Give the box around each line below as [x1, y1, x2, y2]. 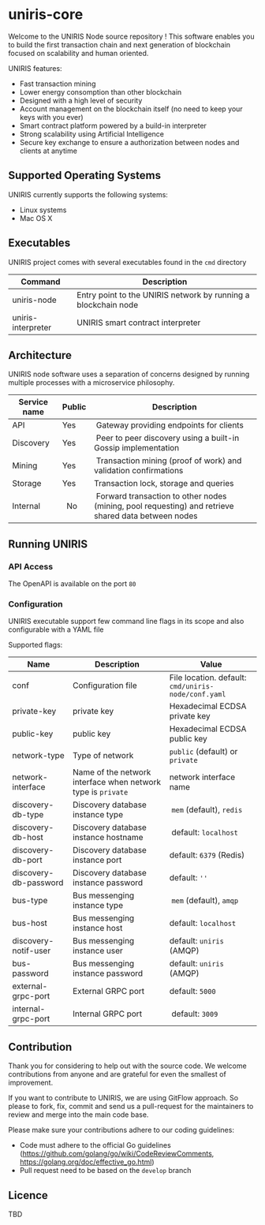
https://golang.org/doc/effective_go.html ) [19, 1157, 155, 1167]
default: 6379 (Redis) [169, 850, 245, 861]
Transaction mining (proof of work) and [95, 455, 242, 466]
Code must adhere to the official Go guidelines [19, 1141, 171, 1150]
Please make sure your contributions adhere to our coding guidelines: [8, 1126, 235, 1135]
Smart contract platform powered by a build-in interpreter [19, 121, 207, 130]
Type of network [72, 750, 134, 761]
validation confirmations [94, 465, 184, 476]
